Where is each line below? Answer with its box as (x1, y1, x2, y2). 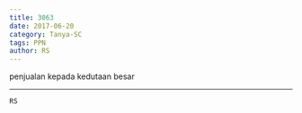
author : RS (9, 47, 50, 56)
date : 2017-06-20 (9, 22, 75, 30)
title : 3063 (9, 13, 54, 22)
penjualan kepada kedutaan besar (9, 71, 135, 82)
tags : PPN (9, 38, 47, 48)
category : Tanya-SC (9, 30, 83, 39)
